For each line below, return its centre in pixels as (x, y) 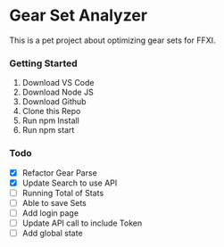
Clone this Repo (51, 111)
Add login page (50, 213)
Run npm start (48, 130)
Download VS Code (58, 83)
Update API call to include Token (82, 223)
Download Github (54, 102)
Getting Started (43, 63)
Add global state (52, 233)
